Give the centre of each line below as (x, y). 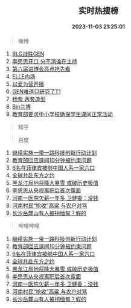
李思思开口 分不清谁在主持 (44, 61)
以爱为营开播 (28, 84)
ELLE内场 (24, 76)
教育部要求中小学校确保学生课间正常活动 (62, 114)
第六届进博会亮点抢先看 (41, 69)
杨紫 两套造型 (29, 99)
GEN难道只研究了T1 (36, 91)
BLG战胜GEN (28, 54)
